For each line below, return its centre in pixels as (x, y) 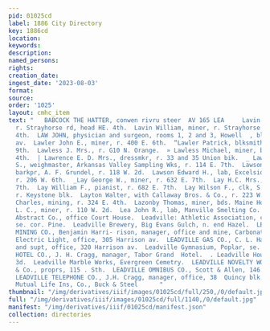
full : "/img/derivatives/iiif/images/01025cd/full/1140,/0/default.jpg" (133, 300)
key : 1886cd (28, 31)
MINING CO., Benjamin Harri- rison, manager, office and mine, (123, 233)
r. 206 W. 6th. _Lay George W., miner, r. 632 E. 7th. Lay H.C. (129, 180)
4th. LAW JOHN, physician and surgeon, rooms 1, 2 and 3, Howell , (134, 135)
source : (21, 98)
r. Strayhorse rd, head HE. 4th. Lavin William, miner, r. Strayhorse (138, 128)
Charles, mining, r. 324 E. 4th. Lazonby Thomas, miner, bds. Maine (134, 202)
